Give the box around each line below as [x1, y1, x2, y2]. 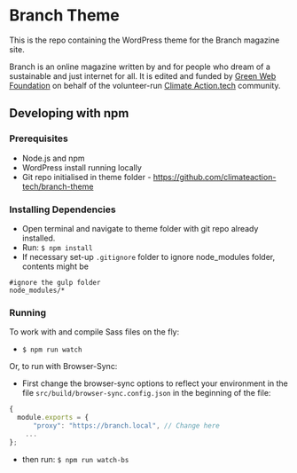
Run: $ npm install [21, 241, 93, 253]
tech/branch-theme [21, 181, 94, 192]
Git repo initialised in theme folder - [21, 171, 152, 182]
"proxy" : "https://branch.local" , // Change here [32, 421, 220, 430]
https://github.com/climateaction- [152, 171, 277, 182]
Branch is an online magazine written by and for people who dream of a [9, 61, 270, 72]
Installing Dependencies [9, 203, 117, 216]
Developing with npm [9, 106, 129, 121]
